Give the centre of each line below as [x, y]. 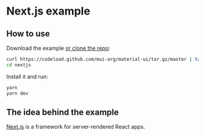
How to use [28, 34]
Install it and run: [27, 76]
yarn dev [17, 93]
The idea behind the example [63, 112]
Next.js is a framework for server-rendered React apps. [76, 127]
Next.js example [48, 11]
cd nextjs [19, 65]
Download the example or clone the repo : [58, 48]
